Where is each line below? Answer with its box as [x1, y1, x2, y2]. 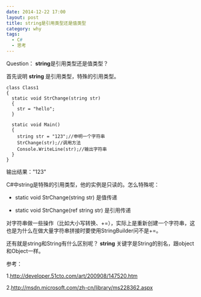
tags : [6, 31, 20, 37]
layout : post [6, 14, 39, 21]
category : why [6, 25, 42, 32]
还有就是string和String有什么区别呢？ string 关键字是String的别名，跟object [6, 240, 194, 247]
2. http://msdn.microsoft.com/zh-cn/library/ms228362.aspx [6, 284, 153, 291]
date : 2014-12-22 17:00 [6, 8, 66, 15]
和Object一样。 [6, 247, 44, 254]
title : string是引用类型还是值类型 [6, 20, 86, 26]
